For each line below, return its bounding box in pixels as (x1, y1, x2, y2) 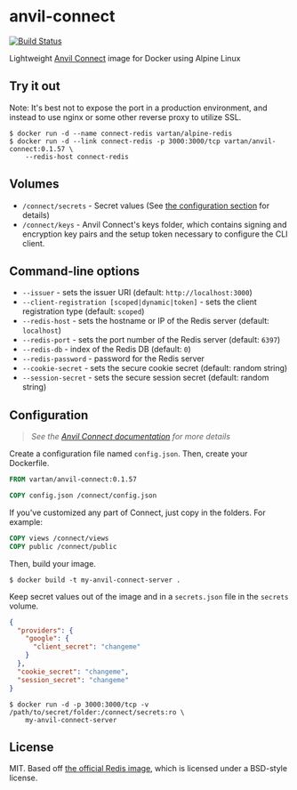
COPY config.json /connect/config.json (9, 491, 157, 500)
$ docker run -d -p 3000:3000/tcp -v (9, 700, 149, 709)
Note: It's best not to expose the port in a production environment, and (9, 102, 269, 113)
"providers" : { (17, 625, 74, 635)
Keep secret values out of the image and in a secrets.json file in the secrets (9, 591, 289, 601)
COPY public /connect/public (9, 542, 117, 551)
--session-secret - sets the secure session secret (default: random (21, 372, 269, 383)
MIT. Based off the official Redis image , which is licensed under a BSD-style (9, 763, 287, 774)
